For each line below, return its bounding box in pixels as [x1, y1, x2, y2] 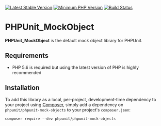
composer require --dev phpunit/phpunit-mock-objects [5, 116, 116, 121]
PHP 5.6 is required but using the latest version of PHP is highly [12, 64, 139, 70]
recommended [12, 69, 42, 75]
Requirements [5, 51, 48, 60]
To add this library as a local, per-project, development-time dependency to [5, 96, 157, 102]
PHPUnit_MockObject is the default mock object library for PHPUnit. [5, 37, 143, 43]
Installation [5, 84, 40, 92]
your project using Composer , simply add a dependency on [5, 102, 124, 108]
